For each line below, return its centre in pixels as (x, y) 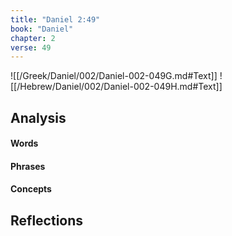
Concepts (31, 189)
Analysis (38, 117)
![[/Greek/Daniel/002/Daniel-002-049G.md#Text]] (114, 76)
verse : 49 (31, 47)
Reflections (47, 220)
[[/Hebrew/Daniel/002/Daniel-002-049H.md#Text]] (116, 87)
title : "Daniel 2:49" (55, 19)
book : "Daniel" (42, 29)
